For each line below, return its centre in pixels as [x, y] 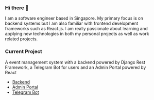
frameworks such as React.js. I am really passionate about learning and [77, 29]
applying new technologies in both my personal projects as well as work [77, 34]
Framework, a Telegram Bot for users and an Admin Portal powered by [76, 67]
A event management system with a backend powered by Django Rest [75, 62]
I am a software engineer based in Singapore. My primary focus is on [74, 18]
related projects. [21, 39]
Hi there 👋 [17, 8]
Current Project [24, 51]
